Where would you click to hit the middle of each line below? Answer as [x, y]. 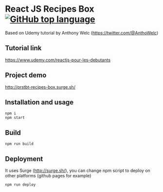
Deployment [24, 159]
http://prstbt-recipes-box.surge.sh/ [40, 87]
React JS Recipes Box [50, 9]
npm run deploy [20, 185]
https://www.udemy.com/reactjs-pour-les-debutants [58, 60]
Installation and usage [39, 102]
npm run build [19, 144]
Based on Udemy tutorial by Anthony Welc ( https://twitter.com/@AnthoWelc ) [82, 33]
